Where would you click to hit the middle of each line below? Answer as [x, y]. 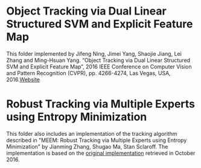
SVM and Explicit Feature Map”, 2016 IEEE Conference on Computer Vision [99, 66]
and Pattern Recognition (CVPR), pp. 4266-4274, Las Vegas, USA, [88, 73]
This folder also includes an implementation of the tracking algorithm [92, 133]
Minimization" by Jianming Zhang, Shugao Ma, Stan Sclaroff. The [87, 146]
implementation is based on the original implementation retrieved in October [101, 153]
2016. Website [23, 79]
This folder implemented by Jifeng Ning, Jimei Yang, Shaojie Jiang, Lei [94, 53]
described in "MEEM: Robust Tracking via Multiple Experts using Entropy [97, 140]
